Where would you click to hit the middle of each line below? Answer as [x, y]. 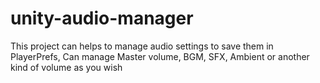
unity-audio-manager [102, 18]
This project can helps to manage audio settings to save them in [142, 46]
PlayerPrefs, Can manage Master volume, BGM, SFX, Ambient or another [160, 56]
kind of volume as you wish [66, 67]
